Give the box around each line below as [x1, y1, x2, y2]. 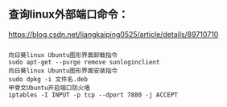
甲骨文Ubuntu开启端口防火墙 [8, 84, 90, 93]
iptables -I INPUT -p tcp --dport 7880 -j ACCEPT [8, 91, 179, 99]
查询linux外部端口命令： [8, 7, 129, 22]
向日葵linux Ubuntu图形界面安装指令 [8, 67, 118, 75]
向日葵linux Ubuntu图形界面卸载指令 [8, 51, 118, 60]
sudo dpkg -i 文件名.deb [8, 76, 89, 84]
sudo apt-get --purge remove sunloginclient [8, 59, 160, 67]
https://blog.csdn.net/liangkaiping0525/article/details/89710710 [8, 29, 219, 39]
